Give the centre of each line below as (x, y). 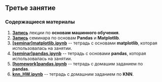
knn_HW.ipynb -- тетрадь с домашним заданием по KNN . (73, 74)
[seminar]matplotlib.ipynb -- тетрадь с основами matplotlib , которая (85, 43)
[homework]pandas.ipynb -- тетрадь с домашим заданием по (78, 63)
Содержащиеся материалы (40, 22)
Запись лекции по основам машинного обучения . (66, 32)
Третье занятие (30, 8)
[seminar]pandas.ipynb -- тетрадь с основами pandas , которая (79, 53)
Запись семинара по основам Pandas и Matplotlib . (66, 38)
